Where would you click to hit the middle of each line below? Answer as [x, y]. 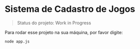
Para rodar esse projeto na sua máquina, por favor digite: [64, 32]
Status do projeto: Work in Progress [54, 23]
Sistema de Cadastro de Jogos [70, 9]
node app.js [17, 41]
